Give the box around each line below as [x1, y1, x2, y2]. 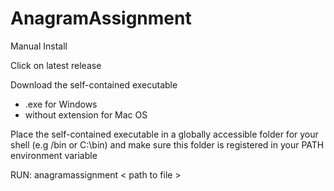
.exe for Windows [24, 98, 98, 110]
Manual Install [10, 40, 68, 52]
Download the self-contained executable [10, 78, 178, 91]
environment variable [10, 149, 98, 161]
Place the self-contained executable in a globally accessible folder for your [10, 128, 319, 140]
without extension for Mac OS [24, 108, 148, 121]
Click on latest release [10, 59, 102, 71]
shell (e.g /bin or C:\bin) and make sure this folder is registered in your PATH [10, 138, 325, 151]
